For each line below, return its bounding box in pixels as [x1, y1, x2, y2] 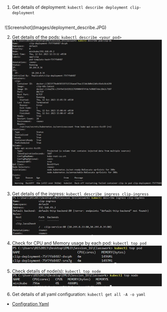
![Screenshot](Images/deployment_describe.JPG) [4, 24, 107, 30]
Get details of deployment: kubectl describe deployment [11, 4, 128, 10]
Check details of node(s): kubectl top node [11, 268, 101, 274]
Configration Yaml [11, 301, 49, 307]
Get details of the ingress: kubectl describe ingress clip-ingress [11, 191, 149, 197]
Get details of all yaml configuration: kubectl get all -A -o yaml [11, 292, 146, 298]
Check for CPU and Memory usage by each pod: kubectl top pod [11, 240, 147, 246]
